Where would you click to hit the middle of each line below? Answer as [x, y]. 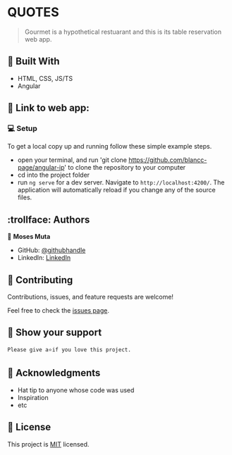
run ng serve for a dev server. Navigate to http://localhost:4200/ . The [121, 182]
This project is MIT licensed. [48, 444]
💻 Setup [22, 129]
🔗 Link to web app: [48, 108]
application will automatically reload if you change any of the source [117, 190]
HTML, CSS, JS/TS [45, 78]
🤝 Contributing [40, 280]
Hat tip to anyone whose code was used [76, 390]
